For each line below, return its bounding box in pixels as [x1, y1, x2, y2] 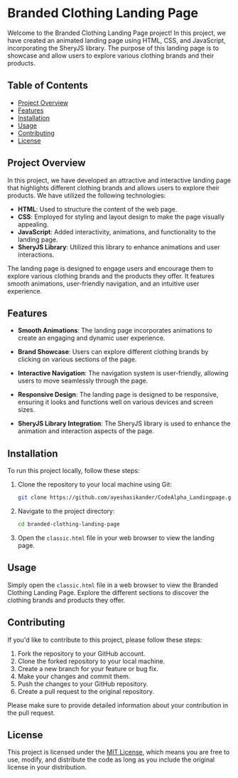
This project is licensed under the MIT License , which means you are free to [7, 748, 230, 757]
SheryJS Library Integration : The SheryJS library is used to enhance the [17, 419, 231, 428]
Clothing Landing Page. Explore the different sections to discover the [7, 588, 210, 596]
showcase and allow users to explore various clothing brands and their [7, 51, 215, 60]
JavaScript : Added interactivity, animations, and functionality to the [17, 227, 217, 236]
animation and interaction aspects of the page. [17, 427, 155, 435]
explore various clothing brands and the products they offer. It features [7, 271, 215, 280]
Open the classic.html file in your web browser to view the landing [17, 533, 215, 542]
